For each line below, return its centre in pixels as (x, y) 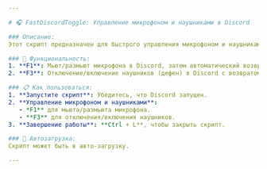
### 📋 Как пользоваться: (51, 88)
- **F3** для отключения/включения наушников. (97, 117)
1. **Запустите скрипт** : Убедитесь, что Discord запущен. (108, 95)
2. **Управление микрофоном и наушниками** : (83, 102)
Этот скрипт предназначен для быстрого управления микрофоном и (117, 44)
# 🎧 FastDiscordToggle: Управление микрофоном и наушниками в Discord (129, 22)
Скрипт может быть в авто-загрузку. (69, 146)
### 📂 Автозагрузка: (43, 139)
